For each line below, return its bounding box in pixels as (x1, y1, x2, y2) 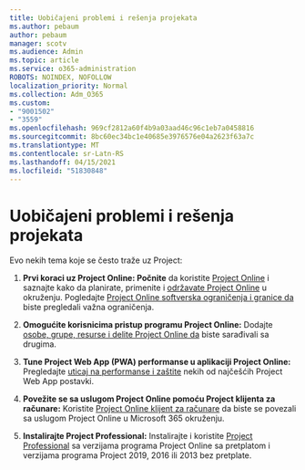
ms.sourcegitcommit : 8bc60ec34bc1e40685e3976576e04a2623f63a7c (9, 132, 255, 141)
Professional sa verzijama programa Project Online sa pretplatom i (22, 440, 270, 452)
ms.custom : (9, 98, 51, 108)
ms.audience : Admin (9, 47, 84, 57)
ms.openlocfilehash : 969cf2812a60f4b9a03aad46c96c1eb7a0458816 (9, 124, 255, 133)
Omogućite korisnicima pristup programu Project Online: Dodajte (22, 319, 273, 330)
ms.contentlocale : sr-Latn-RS (9, 149, 125, 158)
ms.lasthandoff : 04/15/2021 (9, 157, 117, 167)
